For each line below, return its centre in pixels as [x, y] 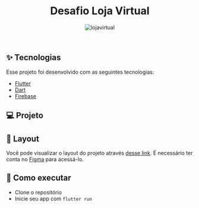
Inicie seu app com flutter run [53, 198]
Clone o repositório [38, 192]
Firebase [26, 96]
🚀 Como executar [39, 178]
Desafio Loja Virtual [100, 11]
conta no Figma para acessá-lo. [45, 159]
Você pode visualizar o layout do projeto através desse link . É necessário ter [99, 153]
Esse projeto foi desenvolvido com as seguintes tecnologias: [80, 72]
